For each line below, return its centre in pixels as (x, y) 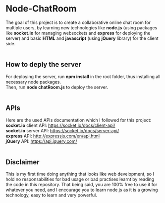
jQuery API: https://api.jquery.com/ (41, 141)
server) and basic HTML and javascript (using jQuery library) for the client (82, 38)
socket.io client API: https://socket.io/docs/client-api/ (60, 125)
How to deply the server (43, 64)
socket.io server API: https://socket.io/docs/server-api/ (62, 130)
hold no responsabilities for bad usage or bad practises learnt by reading (80, 179)
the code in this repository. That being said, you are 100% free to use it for (82, 185)
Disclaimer (23, 162)
